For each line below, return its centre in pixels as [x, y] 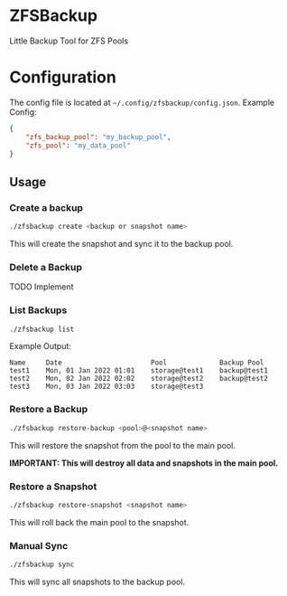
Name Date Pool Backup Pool [137, 363]
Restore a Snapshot [53, 487]
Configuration [63, 77]
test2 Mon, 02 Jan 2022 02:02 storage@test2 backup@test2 [139, 379]
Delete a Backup [46, 267]
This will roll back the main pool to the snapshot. [99, 522]
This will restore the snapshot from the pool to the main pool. [123, 445]
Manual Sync [39, 545]
